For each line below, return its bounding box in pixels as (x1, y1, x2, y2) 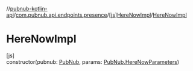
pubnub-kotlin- (10, 5, 48, 12)
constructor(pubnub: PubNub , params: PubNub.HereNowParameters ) (6, 58, 180, 65)
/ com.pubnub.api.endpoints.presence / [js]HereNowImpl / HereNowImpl (13, 11, 187, 18)
